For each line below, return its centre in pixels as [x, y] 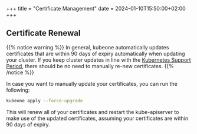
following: [18, 90]
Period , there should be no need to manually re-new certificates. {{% [90, 66]
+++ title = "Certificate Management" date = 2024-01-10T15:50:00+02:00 [96, 9]
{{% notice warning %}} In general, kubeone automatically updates [88, 47]
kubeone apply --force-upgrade [45, 101]
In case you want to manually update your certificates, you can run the [92, 83]
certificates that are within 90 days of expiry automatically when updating [96, 53]
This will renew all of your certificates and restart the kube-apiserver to [93, 112]
